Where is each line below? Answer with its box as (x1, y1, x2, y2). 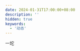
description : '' (5, 12, 39, 17)
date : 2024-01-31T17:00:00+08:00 (5, 7, 75, 12)
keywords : (5, 21, 26, 26)
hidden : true (5, 16, 33, 21)
